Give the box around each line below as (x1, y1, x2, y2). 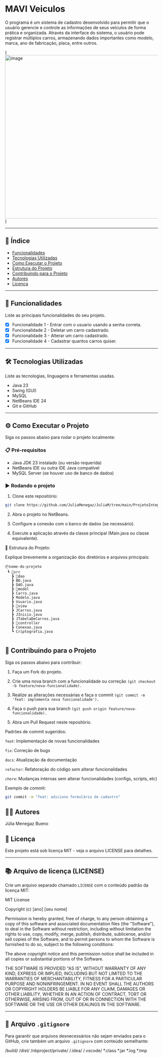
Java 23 (12, 382, 29, 388)
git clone (5, 503, 25, 508)
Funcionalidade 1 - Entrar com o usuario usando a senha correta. (12, 321, 142, 327)
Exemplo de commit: (5, 785, 46, 791)
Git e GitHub (12, 403, 37, 409)
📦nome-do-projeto (5, 564, 42, 569)
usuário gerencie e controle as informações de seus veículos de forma (5, 24, 147, 30)
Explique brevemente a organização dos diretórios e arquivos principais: (5, 554, 149, 560)
